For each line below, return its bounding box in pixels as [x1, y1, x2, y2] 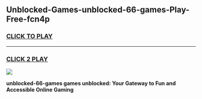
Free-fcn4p [6, 14, 50, 25]
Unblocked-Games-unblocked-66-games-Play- [6, 5, 190, 15]
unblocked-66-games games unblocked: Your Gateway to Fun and [6, 79, 176, 86]
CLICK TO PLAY [6, 32, 53, 41]
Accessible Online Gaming [6, 86, 74, 93]
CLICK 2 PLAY [6, 55, 48, 63]
